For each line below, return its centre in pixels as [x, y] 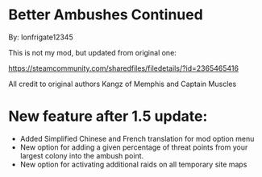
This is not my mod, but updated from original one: [93, 52]
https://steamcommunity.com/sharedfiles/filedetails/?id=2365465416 [124, 68]
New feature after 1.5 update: [108, 116]
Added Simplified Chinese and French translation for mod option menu [137, 138]
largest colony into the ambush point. [82, 155]
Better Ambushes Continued [106, 15]
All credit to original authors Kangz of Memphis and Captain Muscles [123, 84]
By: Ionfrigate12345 [41, 37]
